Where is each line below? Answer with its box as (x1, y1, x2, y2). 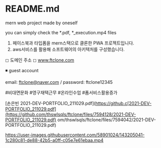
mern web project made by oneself (5, 20, 78, 26)
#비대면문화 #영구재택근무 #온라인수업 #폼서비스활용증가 (5, 89, 118, 95)
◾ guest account (5, 67, 39, 73)
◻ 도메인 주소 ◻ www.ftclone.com (5, 57, 74, 63)
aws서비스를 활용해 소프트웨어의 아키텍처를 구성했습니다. (12, 46, 125, 52)
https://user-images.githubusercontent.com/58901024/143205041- (5, 132, 145, 138)
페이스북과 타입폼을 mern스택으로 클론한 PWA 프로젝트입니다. (12, 40, 134, 46)
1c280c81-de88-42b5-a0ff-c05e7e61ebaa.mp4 (5, 137, 104, 143)
